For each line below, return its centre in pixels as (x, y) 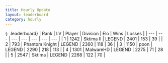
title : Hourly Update (28, 10)
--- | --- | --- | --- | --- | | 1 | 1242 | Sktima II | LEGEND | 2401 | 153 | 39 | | (87, 39)
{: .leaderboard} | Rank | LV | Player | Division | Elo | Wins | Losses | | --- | (81, 34)
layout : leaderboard (27, 15)
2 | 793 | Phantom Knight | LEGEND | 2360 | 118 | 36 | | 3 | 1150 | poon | (79, 44)
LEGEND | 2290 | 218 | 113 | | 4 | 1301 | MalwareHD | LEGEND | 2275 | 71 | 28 (84, 50)
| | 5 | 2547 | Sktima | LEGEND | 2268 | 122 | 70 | (55, 55)
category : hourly (23, 19)
